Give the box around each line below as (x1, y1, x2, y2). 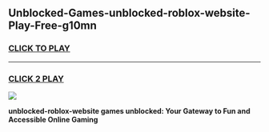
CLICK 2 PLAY (8, 73, 64, 84)
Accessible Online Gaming (8, 114, 98, 124)
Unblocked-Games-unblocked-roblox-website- (8, 6, 251, 20)
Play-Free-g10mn (8, 19, 98, 33)
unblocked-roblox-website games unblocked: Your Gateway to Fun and (8, 106, 251, 115)
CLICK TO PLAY (8, 43, 70, 54)
